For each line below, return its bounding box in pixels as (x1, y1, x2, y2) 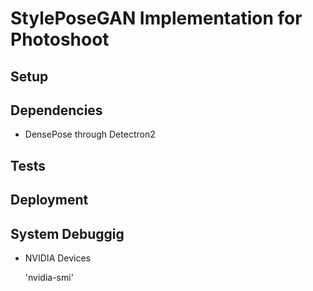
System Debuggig (10, 225, 125, 242)
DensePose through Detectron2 (24, 128, 156, 141)
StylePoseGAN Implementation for (10, 7, 303, 30)
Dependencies (10, 102, 103, 119)
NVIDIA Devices (24, 252, 92, 264)
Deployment (10, 192, 89, 209)
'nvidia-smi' (24, 271, 74, 283)
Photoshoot (10, 28, 110, 51)
